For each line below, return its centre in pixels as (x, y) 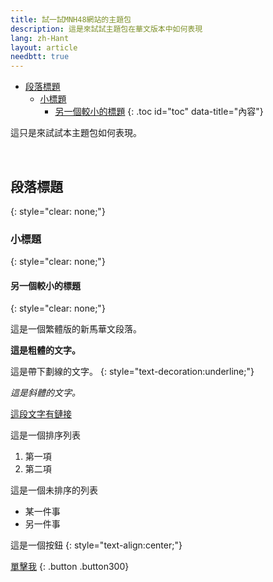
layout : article (44, 47)
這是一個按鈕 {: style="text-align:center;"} (96, 545)
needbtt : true (40, 57)
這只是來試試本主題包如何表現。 (76, 133)
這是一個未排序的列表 (54, 490)
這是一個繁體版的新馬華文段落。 (76, 329)
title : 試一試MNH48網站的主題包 (71, 19)
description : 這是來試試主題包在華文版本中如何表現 (106, 29)
